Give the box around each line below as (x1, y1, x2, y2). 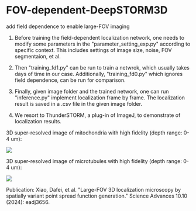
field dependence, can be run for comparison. (14, 77, 126, 84)
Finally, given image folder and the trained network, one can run (14, 88, 169, 95)
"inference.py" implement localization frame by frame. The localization (14, 94, 185, 101)
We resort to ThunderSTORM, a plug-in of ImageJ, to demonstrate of (14, 112, 181, 119)
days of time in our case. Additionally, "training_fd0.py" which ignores (14, 70, 183, 77)
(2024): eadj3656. (6, 198, 50, 205)
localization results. (14, 117, 61, 124)
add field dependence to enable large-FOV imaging (6, 23, 130, 30)
